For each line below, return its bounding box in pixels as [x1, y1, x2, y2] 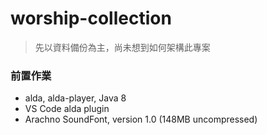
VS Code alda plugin [24, 103, 110, 115]
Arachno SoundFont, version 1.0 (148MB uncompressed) [24, 113, 258, 126]
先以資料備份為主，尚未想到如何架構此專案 [34, 41, 211, 53]
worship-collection [10, 7, 172, 30]
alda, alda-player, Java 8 [24, 92, 127, 104]
